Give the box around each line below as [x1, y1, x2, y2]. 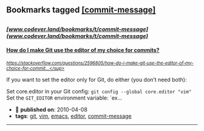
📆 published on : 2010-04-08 [15, 106, 88, 113]
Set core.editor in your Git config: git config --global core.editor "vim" [6, 87, 192, 95]
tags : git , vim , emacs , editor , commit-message [15, 112, 132, 119]
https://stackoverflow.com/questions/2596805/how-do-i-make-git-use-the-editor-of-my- [6, 60, 194, 66]
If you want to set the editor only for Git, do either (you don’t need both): [6, 76, 187, 83]
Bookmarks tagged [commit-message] [6, 5, 156, 15]
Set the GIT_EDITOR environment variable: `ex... [6, 94, 123, 101]
